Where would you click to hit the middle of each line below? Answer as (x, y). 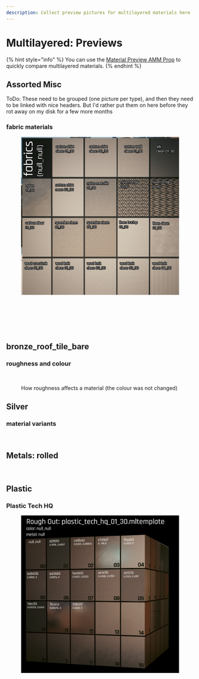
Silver (17, 407)
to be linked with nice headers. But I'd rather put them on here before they (97, 105)
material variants (31, 424)
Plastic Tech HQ (30, 506)
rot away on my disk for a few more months (60, 112)
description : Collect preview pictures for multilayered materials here (98, 13)
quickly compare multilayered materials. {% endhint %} (74, 66)
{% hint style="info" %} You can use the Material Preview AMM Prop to (94, 59)
